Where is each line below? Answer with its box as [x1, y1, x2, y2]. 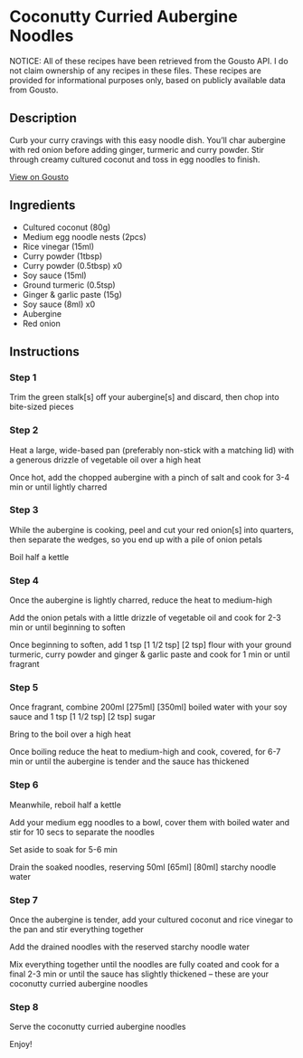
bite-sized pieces [9, 401, 74, 413]
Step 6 [9, 778, 39, 791]
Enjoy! [9, 1039, 33, 1050]
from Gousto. [9, 84, 59, 95]
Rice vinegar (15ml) [22, 241, 95, 252]
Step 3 [9, 504, 39, 517]
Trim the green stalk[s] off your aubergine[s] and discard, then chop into [9, 392, 279, 403]
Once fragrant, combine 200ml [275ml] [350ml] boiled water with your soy [9, 701, 288, 712]
